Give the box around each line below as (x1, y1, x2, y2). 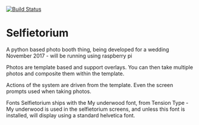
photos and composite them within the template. (6, 70, 125, 77)
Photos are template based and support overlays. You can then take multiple (6, 63, 193, 70)
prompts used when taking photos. (6, 88, 91, 95)
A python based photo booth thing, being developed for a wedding (6, 46, 169, 53)
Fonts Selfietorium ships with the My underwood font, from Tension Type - (6, 99, 189, 106)
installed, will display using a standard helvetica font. (6, 111, 135, 118)
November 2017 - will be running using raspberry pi (6, 52, 132, 59)
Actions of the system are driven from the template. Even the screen (6, 81, 173, 88)
